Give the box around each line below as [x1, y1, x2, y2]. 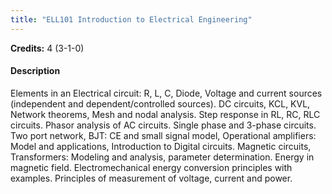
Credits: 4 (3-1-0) [10, 42, 85, 54]
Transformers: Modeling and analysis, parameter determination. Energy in [10, 151, 315, 163]
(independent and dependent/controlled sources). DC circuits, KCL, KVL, [10, 97, 311, 110]
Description [10, 65, 61, 77]
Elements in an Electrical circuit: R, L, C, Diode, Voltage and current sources [10, 87, 323, 99]
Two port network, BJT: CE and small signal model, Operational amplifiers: [10, 129, 317, 141]
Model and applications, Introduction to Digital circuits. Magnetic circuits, [10, 140, 312, 152]
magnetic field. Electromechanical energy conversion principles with [10, 161, 293, 173]
